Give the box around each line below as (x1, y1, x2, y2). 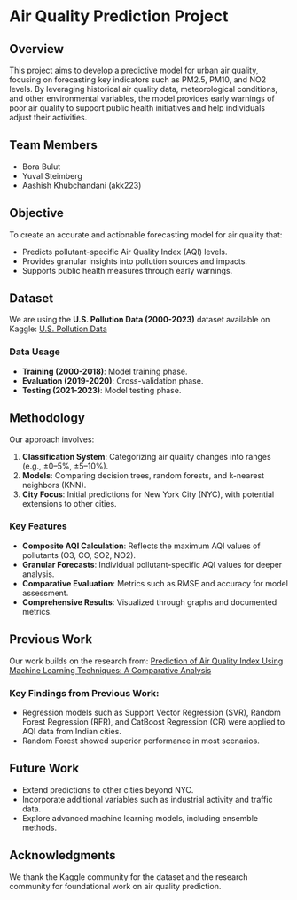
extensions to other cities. (21, 498, 117, 508)
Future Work (9, 761, 80, 776)
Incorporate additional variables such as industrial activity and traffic (21, 794, 273, 804)
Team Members (9, 137, 98, 152)
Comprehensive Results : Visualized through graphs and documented (21, 596, 277, 608)
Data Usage (9, 345, 60, 358)
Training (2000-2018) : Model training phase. (21, 366, 188, 376)
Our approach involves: (9, 434, 95, 445)
